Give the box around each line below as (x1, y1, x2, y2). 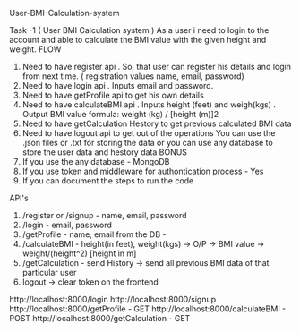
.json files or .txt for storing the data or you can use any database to (21, 138, 273, 148)
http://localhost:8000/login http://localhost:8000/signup (9, 294, 217, 304)
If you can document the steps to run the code (21, 175, 194, 186)
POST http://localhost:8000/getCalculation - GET (9, 313, 191, 323)
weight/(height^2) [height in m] (21, 248, 137, 259)
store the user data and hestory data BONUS (21, 147, 188, 157)
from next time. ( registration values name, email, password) (21, 71, 244, 81)
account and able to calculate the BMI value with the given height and (9, 35, 267, 45)
